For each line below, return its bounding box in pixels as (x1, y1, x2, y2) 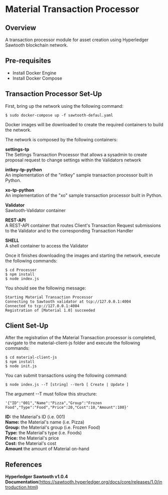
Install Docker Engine (12, 70, 57, 76)
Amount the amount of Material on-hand (5, 446, 89, 452)
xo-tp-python (5, 187, 34, 193)
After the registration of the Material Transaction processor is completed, (5, 335, 156, 341)
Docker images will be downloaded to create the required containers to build (5, 121, 163, 127)
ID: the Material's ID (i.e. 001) (5, 414, 66, 420)
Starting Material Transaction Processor (5, 295, 93, 300)
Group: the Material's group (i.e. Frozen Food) (5, 424, 100, 430)
